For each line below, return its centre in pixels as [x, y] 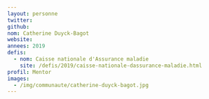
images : [19, 78]
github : [19, 26]
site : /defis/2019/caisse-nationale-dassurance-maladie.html [111, 66]
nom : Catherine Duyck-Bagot [48, 33]
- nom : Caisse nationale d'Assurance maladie [81, 59]
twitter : [20, 20]
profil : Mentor [29, 72]
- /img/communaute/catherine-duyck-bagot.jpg [81, 85]
